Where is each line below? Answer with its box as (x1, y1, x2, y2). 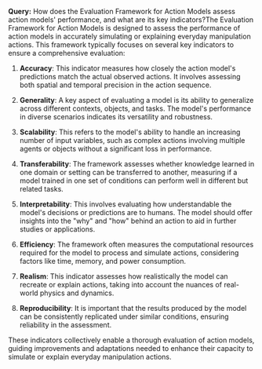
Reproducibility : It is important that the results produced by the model (19, 304, 247, 312)
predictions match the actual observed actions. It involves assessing (19, 72, 241, 81)
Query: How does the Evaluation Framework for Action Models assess (8, 7, 235, 16)
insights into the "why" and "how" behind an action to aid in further (19, 216, 237, 225)
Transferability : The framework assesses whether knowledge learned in (19, 159, 255, 168)
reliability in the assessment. (19, 320, 112, 329)
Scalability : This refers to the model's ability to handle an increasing (19, 127, 241, 137)
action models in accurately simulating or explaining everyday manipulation (8, 31, 251, 41)
